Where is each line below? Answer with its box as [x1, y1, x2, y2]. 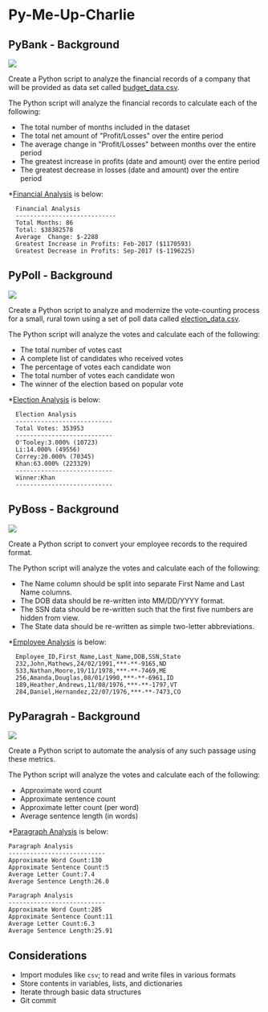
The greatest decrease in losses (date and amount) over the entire [19, 165, 239, 175]
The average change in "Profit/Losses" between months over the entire [19, 139, 257, 149]
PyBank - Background [8, 38, 120, 51]
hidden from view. [19, 613, 80, 623]
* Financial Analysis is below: [8, 189, 104, 199]
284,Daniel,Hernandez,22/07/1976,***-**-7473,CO [15, 688, 181, 696]
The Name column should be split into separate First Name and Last [19, 578, 245, 588]
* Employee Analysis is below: [8, 637, 107, 647]
